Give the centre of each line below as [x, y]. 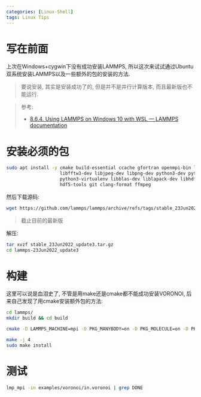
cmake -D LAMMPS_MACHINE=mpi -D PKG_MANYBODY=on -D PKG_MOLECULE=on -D [97, 329]
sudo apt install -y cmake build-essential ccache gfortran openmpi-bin [99, 168]
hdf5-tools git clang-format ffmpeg [105, 185]
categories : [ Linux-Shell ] [40, 12]
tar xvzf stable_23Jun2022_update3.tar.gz [60, 244]
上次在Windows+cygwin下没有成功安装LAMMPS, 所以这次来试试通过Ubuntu [100, 67]
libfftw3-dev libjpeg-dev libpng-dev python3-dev [123, 174]
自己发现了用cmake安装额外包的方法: [57, 301]
